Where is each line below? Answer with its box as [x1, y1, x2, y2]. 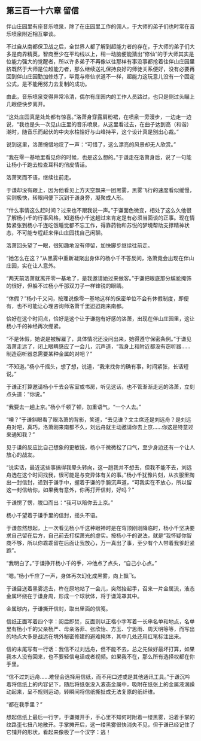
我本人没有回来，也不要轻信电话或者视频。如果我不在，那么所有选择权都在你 [6, 652, 195, 660]
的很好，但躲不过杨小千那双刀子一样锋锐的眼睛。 [6, 282, 127, 289]
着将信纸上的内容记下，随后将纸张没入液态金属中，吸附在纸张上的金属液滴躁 [6, 681, 195, 688]
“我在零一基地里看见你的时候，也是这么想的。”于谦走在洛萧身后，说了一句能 [6, 153, 192, 160]
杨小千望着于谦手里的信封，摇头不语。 [6, 511, 100, 519]
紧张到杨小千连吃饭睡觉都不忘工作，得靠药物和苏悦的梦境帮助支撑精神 [11, 221, 184, 228]
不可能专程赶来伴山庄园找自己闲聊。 [16, 229, 106, 236]
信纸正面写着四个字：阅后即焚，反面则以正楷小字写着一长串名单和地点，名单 [6, 618, 195, 625]
